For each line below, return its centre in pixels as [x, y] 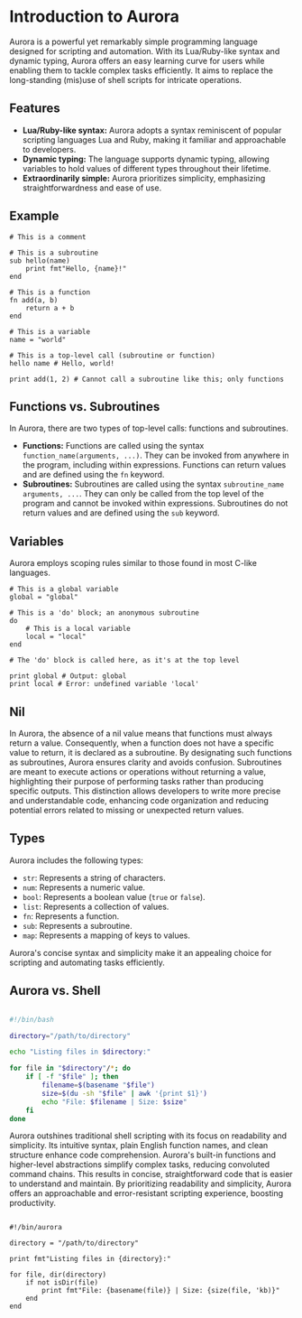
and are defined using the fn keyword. [93, 475]
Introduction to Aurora [95, 17]
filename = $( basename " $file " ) [98, 1085]
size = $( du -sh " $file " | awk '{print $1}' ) [124, 1093]
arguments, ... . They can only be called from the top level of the [143, 494]
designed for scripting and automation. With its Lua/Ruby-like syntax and [145, 51]
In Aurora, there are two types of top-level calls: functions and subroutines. [149, 428]
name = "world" [38, 339]
